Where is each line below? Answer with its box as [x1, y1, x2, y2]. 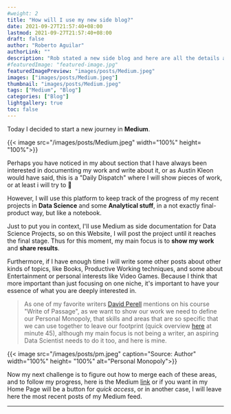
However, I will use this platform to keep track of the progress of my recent [7, 194, 219, 202]
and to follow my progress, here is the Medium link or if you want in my [7, 378, 208, 386]
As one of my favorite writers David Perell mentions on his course [23, 300, 210, 308]
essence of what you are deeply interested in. [7, 286, 137, 294]
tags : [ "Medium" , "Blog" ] [7, 87, 81, 94]
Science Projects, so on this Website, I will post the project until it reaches [7, 229, 217, 237]
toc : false [7, 106, 38, 113]
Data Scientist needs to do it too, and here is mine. [23, 336, 167, 345]
